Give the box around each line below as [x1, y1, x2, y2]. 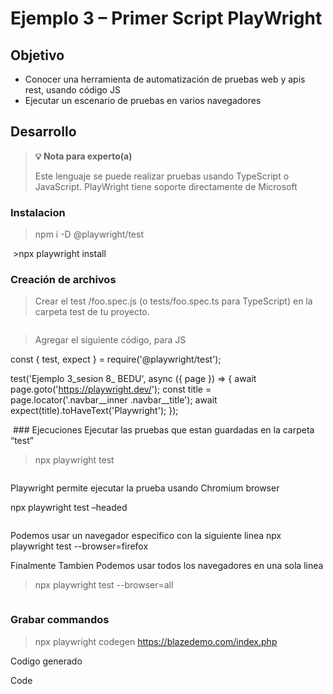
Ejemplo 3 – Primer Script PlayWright [10, 7, 323, 30]
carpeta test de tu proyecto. [34, 306, 150, 318]
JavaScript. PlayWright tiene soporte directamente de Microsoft [34, 180, 298, 192]
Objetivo [10, 47, 65, 64]
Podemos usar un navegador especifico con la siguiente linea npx [10, 530, 282, 542]
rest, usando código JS [24, 84, 121, 96]
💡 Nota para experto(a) [34, 150, 133, 162]
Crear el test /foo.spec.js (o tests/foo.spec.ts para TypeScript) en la [34, 295, 313, 307]
